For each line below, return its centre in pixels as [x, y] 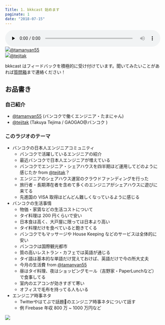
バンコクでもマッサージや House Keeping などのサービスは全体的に [88, 234]
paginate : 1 [17, 14]
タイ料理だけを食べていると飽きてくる [58, 228]
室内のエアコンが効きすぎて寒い [52, 283]
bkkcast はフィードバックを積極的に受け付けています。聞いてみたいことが [80, 66]
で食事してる [33, 277]
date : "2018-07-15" [25, 19]
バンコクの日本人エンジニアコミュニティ [53, 148]
